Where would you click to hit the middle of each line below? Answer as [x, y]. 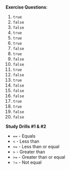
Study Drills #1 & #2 [26, 126]
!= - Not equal [27, 162]
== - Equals [24, 136]
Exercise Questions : [27, 7]
